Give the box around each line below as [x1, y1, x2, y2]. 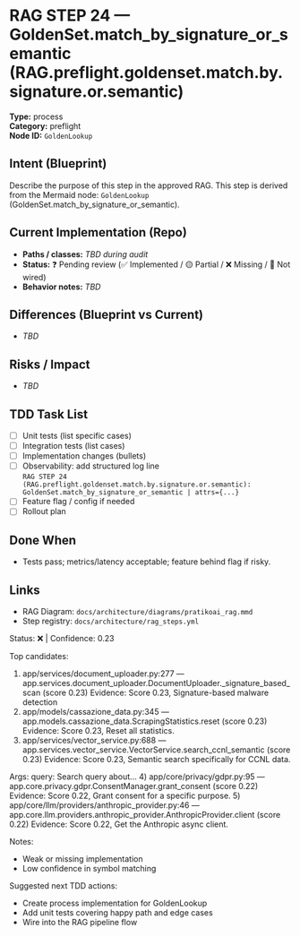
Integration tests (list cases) [21, 441, 125, 451]
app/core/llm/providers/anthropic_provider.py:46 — [9, 800, 200, 811]
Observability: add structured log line [21, 460, 159, 471]
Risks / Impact [9, 356, 91, 372]
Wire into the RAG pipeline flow [21, 917, 138, 927]
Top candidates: [9, 651, 69, 661]
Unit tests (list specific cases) [21, 431, 133, 441]
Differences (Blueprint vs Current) [9, 306, 204, 322]
